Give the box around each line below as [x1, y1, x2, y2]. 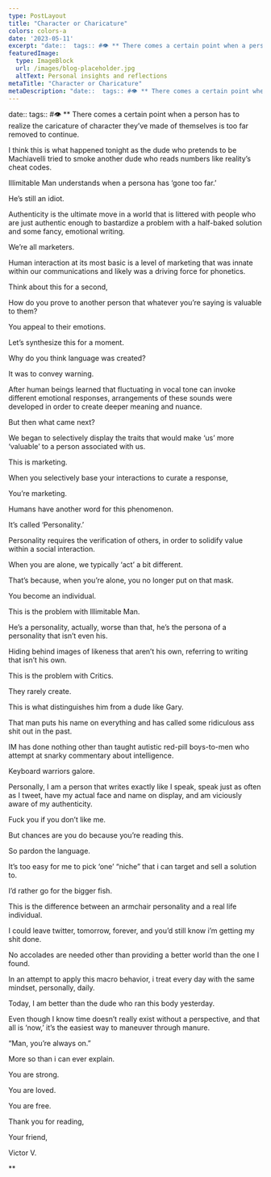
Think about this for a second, [8, 282, 108, 292]
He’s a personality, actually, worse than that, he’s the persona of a [8, 623, 227, 633]
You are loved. [8, 1086, 56, 1095]
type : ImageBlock [15, 57, 74, 65]
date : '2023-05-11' [8, 34, 74, 43]
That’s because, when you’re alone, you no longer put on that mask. [8, 575, 234, 586]
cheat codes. [8, 162, 52, 172]
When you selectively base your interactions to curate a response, [8, 473, 228, 483]
